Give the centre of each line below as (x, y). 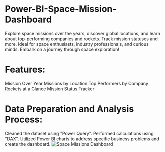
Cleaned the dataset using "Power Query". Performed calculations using (79, 133)
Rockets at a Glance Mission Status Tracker (50, 89)
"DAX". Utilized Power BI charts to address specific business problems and (82, 139)
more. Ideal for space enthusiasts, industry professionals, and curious (77, 44)
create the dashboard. (28, 144)
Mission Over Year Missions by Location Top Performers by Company (77, 83)
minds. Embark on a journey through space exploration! (62, 49)
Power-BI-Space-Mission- (61, 9)
